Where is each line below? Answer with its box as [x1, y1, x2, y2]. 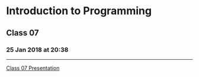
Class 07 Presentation [6, 64, 60, 72]
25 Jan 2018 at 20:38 [6, 46, 69, 54]
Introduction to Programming [6, 4, 152, 18]
